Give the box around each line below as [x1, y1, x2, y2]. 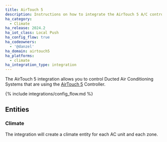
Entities [5, 105, 29, 114]
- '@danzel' [9, 44, 35, 49]
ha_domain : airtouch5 [5, 48, 50, 53]
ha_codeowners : [5, 40, 37, 45]
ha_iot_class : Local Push [5, 30, 59, 35]
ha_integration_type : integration [5, 62, 77, 67]
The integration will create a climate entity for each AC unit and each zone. [5, 131, 158, 137]
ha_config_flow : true [5, 35, 50, 40]
